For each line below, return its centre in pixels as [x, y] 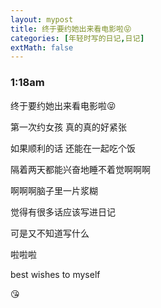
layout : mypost [42, 19]
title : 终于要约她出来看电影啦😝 [71, 29]
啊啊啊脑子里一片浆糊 [54, 190]
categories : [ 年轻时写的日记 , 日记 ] [77, 38]
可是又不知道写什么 [50, 233]
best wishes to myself [55, 274]
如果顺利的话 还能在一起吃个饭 [73, 148]
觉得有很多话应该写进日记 [63, 212]
